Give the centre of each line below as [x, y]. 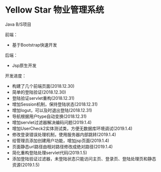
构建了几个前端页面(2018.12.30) [43, 86]
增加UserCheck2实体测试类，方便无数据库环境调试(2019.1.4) [72, 128]
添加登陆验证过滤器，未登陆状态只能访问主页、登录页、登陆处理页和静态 [84, 158]
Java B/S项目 [18, 24]
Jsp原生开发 [24, 65]
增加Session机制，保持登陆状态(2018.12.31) [55, 104]
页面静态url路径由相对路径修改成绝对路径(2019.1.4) [62, 146]
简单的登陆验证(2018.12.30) [39, 92]
